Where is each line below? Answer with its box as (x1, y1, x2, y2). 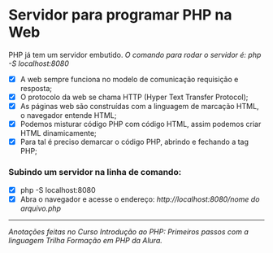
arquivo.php (19, 203, 62, 213)
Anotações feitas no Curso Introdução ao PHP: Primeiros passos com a (8, 226, 249, 237)
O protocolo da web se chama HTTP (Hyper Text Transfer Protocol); (19, 92, 249, 102)
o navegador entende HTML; (19, 111, 117, 120)
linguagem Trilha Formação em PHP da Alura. (8, 235, 162, 245)
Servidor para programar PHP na (8, 6, 233, 24)
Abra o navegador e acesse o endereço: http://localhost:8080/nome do (19, 194, 260, 204)
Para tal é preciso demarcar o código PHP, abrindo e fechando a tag (19, 137, 249, 147)
